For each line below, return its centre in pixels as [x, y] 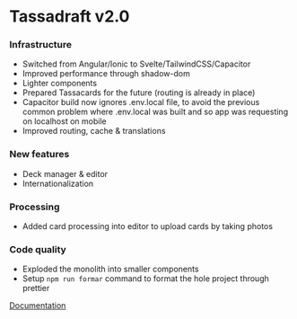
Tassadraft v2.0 [70, 17]
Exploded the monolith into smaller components [110, 269]
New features [39, 155]
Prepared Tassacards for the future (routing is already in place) [139, 93]
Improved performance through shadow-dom [106, 74]
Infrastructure [41, 45]
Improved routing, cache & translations [94, 131]
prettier [36, 288]
